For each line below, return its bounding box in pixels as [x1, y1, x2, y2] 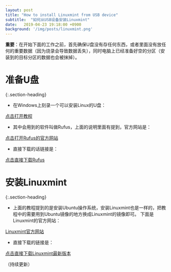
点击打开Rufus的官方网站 [5, 135, 59, 141]
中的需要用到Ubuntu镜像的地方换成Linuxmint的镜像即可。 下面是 [17, 211, 154, 217]
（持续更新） [5, 261, 32, 267]
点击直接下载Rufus [5, 157, 45, 163]
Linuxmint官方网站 [5, 228, 45, 234]
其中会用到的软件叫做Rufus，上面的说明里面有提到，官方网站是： [12, 124, 151, 130]
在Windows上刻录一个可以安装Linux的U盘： [12, 102, 106, 108]
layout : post [5, 7, 33, 13]
